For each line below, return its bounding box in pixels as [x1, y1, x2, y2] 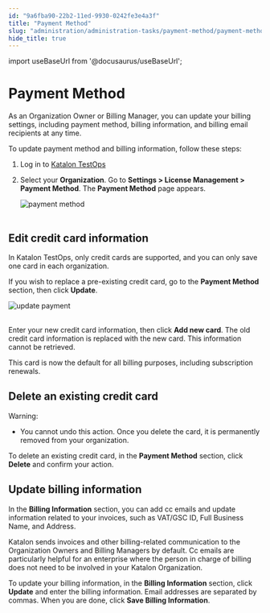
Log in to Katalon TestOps [19, 159, 106, 169]
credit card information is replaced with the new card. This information [8, 333, 242, 343]
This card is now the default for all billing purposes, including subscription [8, 358, 253, 367]
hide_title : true [8, 34, 67, 43]
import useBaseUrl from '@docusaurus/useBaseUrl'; [8, 56, 182, 66]
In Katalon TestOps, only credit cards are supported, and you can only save [8, 253, 258, 262]
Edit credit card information [8, 231, 149, 245]
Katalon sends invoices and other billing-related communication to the [8, 536, 241, 546]
